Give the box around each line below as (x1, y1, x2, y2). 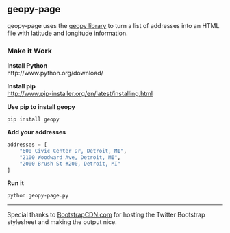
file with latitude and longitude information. (7, 29, 128, 37)
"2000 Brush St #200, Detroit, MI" (19, 160, 121, 167)
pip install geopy (7, 116, 60, 123)
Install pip (7, 82, 36, 90)
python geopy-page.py (7, 193, 69, 199)
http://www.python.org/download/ (7, 69, 104, 77)
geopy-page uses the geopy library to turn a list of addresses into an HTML (7, 21, 220, 29)
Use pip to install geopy (7, 103, 75, 111)
